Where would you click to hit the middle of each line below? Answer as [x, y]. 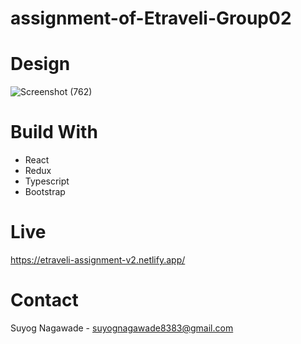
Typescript [47, 181]
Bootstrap [45, 192]
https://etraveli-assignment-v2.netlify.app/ [98, 260]
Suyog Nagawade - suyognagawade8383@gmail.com [122, 328]
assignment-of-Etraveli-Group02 [151, 18]
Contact [44, 300]
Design [40, 64]
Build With [54, 132]
